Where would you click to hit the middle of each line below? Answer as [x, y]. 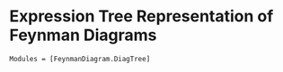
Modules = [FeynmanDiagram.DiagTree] [80, 59]
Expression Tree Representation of [141, 16]
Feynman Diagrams [83, 35]
